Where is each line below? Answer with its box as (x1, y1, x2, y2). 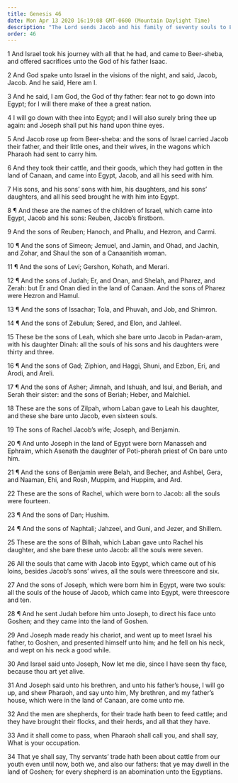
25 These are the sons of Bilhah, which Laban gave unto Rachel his (7, 538, 203, 547)
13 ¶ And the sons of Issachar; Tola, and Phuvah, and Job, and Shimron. (7, 305, 217, 314)
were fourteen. (7, 497, 51, 505)
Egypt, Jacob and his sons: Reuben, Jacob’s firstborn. (7, 214, 165, 222)
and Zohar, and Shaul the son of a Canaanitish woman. (7, 249, 167, 258)
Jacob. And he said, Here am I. (7, 79, 98, 87)
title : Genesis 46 (7, 10, 62, 18)
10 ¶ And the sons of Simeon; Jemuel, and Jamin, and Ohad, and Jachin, (7, 241, 220, 250)
